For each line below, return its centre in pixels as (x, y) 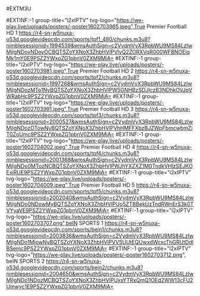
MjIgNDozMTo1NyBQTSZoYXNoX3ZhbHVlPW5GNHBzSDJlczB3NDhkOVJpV (99, 90)
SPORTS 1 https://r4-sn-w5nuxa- (120, 223)
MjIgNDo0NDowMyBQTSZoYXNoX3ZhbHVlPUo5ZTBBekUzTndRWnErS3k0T (100, 204)
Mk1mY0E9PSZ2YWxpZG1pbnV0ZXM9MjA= (60, 58)
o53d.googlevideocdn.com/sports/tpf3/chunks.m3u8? (73, 115)
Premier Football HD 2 (107, 71)
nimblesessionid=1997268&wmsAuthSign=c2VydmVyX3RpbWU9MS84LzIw (99, 84)
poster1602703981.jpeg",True (42, 71)
